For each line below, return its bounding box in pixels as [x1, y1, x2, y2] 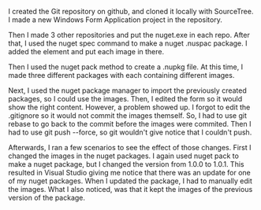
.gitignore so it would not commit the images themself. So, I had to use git [8, 111, 247, 120]
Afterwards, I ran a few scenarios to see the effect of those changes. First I [8, 143, 252, 152]
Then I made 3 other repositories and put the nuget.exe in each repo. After [8, 31, 250, 39]
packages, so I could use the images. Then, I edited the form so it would [8, 94, 243, 103]
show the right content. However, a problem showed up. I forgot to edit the [8, 102, 251, 112]
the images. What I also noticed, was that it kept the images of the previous [8, 185, 253, 193]
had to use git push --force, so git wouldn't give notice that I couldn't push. [8, 127, 252, 137]
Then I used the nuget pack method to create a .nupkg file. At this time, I [8, 62, 243, 72]
